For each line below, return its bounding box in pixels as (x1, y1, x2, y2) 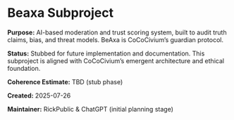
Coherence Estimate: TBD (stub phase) (7, 77, 123, 86)
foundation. (7, 64, 41, 72)
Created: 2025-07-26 (7, 91, 71, 100)
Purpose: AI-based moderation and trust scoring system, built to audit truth (7, 28, 227, 36)
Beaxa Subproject (7, 5, 114, 21)
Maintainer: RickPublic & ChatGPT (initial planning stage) (7, 105, 174, 113)
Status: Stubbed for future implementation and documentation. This (7, 49, 205, 58)
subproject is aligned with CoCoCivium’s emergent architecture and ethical (7, 56, 224, 65)
